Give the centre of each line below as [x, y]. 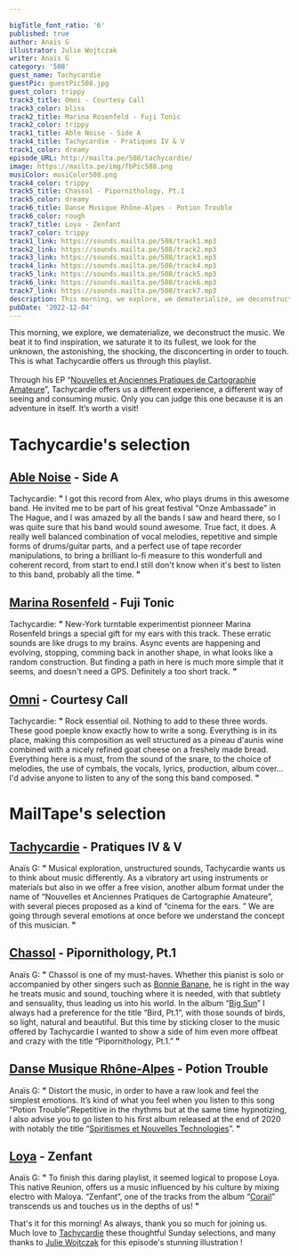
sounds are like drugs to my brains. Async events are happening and [135, 643]
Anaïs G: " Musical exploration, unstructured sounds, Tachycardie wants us [147, 868]
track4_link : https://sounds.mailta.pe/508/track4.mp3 [113, 266]
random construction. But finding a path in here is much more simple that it [146, 662]
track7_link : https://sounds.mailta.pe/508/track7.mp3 [113, 291]
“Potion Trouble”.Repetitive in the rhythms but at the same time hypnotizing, [148, 1109]
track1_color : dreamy [49, 150]
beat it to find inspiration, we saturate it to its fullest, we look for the [133, 342]
